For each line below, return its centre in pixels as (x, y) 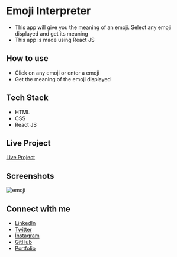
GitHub (23, 242)
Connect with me (38, 209)
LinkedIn (25, 223)
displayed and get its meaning (52, 33)
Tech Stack (27, 98)
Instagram (27, 236)
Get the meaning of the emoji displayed (63, 79)
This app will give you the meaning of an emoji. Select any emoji (93, 27)
